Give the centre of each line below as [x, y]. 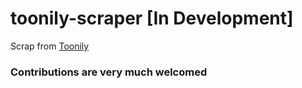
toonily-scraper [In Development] [152, 18]
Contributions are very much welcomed [109, 72]
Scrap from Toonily [50, 46]
